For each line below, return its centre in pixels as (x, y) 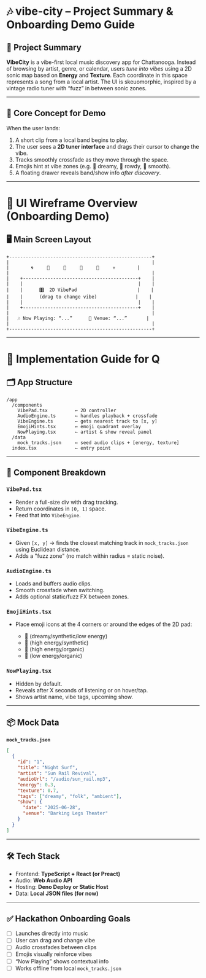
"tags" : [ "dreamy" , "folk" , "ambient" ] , (70, 796)
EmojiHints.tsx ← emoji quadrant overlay (79, 426)
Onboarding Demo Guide (71, 25)
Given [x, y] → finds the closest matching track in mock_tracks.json (102, 542)
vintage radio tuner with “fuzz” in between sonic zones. (77, 88)
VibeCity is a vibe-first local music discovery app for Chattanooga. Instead (101, 62)
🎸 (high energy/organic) (54, 649)
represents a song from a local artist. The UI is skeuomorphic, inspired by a (101, 82)
